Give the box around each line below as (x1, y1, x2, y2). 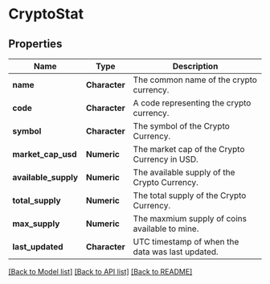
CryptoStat (8, 5, 84, 23)
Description (172, 61, 219, 72)
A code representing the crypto (133, 97, 252, 109)
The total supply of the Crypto (133, 190, 247, 201)
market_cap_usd (12, 149, 78, 159)
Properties (8, 37, 63, 51)
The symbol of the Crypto (133, 121, 231, 131)
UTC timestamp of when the (133, 237, 239, 247)
